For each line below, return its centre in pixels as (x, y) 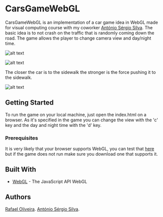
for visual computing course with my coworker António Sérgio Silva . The (79, 27)
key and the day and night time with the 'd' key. (53, 125)
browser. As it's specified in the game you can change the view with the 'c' (82, 120)
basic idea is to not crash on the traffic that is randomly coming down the (80, 33)
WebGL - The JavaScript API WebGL (50, 181)
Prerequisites (22, 138)
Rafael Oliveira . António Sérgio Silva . (42, 209)
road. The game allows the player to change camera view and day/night (78, 38)
